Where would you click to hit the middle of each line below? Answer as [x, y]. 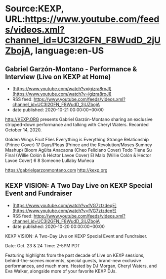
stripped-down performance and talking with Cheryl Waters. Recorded [77, 125]
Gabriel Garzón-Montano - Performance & [71, 69]
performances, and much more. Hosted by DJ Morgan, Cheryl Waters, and [81, 266]
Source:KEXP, [35, 9]
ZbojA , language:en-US [55, 51]
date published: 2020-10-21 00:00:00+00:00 [58, 110]
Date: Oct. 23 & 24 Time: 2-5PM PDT [43, 245]
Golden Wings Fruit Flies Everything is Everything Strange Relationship [77, 139]
